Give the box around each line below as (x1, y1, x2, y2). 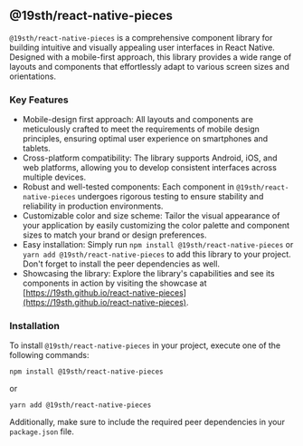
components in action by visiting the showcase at (22, 277, 207, 289)
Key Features (9, 93, 70, 106)
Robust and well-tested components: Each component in (22, 181, 235, 192)
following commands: (9, 350, 90, 361)
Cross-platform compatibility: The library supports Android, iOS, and (22, 152, 278, 163)
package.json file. (9, 426, 75, 437)
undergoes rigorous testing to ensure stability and (77, 191, 264, 202)
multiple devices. (22, 172, 87, 183)
